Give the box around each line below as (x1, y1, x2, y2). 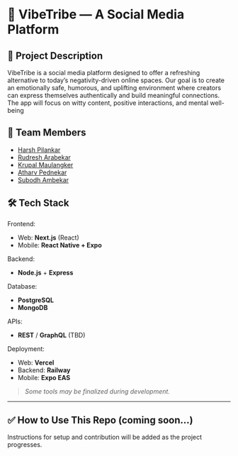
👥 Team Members (7, 127, 86, 139)
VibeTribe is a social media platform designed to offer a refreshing (7, 69, 200, 77)
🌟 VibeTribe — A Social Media (7, 6, 185, 23)
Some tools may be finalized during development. (24, 387, 170, 396)
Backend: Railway (17, 365, 71, 374)
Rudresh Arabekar (17, 152, 71, 162)
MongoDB (17, 303, 48, 311)
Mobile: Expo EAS (17, 373, 71, 382)
